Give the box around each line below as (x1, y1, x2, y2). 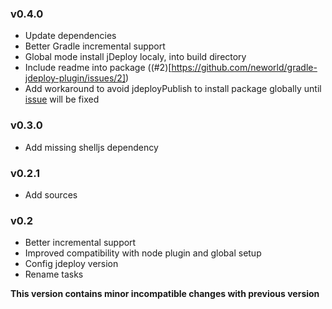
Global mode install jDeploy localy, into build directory (24, 51, 247, 63)
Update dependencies (24, 30, 117, 42)
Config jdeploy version (24, 258, 119, 270)
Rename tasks (24, 268, 84, 281)
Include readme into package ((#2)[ (24, 62, 172, 74)
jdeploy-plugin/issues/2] (24, 72, 126, 84)
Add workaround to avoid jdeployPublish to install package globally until (24, 83, 322, 95)
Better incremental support (24, 237, 137, 249)
